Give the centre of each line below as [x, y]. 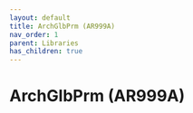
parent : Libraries [44, 43]
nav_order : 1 [34, 34]
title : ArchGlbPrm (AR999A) [63, 26]
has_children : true [46, 52]
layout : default [40, 18]
